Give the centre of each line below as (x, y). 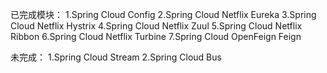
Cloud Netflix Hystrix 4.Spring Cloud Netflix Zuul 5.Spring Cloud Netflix (156, 26)
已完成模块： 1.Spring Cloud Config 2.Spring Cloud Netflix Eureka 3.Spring (163, 14)
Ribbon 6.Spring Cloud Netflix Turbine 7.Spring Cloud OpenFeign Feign (156, 36)
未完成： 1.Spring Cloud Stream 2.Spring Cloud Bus (116, 57)
